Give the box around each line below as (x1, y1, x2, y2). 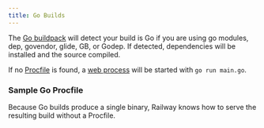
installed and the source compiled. (8, 49, 121, 59)
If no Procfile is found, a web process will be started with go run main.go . (8, 64, 247, 75)
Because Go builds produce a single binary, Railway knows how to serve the (8, 102, 257, 112)
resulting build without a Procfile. (8, 111, 116, 120)
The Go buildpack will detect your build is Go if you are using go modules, (8, 33, 249, 42)
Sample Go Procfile (8, 84, 84, 95)
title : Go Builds (8, 11, 66, 20)
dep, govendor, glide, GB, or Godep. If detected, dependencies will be (8, 41, 236, 51)
